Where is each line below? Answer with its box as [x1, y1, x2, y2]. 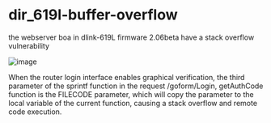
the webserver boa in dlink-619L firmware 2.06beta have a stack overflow [8, 32, 255, 42]
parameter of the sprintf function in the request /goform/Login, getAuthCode [8, 81, 264, 91]
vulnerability [8, 40, 50, 50]
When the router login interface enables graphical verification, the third [8, 72, 245, 82]
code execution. [8, 107, 62, 117]
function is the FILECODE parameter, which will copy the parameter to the [8, 89, 254, 99]
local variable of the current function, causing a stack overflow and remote [8, 98, 257, 108]
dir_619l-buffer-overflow [8, 6, 178, 24]
